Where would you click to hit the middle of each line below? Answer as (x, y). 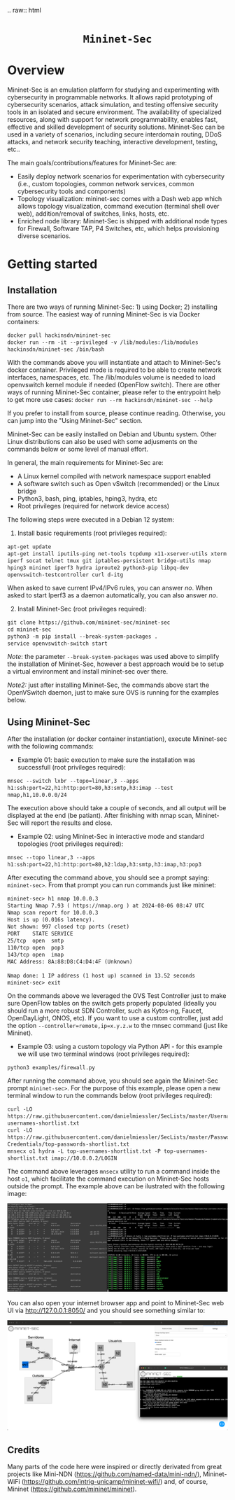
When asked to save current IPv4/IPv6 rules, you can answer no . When (110, 588)
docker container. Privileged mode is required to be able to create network (114, 370)
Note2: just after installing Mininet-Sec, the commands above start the (108, 685)
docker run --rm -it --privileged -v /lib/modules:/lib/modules (103, 342)
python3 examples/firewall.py (51, 1067)
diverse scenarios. (44, 236)
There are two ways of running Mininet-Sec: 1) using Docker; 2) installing (113, 307)
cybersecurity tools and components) (71, 191)
